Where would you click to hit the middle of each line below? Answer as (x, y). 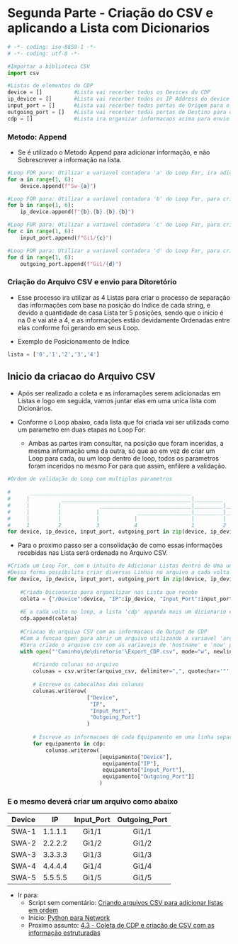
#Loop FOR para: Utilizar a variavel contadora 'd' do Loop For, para (114, 251)
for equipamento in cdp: (69, 743)
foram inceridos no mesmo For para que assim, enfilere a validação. (127, 466)
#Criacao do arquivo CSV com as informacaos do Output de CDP (114, 632)
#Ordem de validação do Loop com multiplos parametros (90, 479)
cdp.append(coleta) (49, 619)
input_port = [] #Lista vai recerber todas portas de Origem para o (119, 106)
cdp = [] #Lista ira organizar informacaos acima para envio (119, 118)
